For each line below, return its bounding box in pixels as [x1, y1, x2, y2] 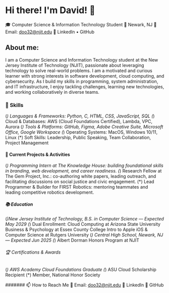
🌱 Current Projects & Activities [5, 151, 71, 157]
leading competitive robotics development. [5, 189, 94, 196]
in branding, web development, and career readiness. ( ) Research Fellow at [5, 168, 162, 174]
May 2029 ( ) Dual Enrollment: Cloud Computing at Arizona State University [5, 221, 160, 227]
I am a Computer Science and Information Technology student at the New [5, 56, 158, 63]
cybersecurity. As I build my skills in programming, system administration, [5, 78, 158, 84]
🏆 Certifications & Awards [5, 249, 61, 255]
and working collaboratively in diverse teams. [5, 89, 100, 95]
